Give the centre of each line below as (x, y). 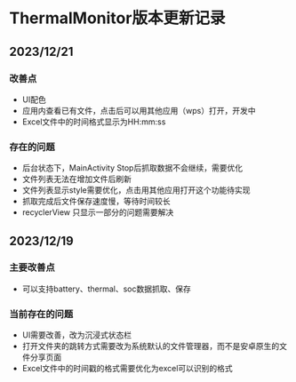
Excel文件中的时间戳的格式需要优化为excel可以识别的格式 (127, 369)
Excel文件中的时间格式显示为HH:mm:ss (94, 122)
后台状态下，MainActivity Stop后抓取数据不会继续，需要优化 (132, 168)
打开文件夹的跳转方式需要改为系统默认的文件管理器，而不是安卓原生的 (151, 346)
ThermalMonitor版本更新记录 (117, 18)
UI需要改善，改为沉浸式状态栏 (76, 335)
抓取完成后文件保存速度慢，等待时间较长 (96, 202)
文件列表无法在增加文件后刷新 (76, 179)
